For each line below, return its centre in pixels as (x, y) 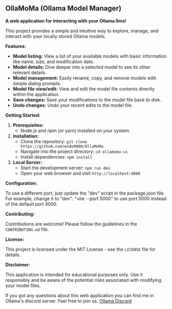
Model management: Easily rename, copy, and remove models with (84, 78)
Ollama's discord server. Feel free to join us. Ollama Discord (69, 301)
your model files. (23, 285)
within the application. (36, 94)
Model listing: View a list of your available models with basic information (90, 56)
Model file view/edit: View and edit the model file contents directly (84, 89)
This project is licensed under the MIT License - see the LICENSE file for (80, 249)
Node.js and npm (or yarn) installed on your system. (75, 130)
